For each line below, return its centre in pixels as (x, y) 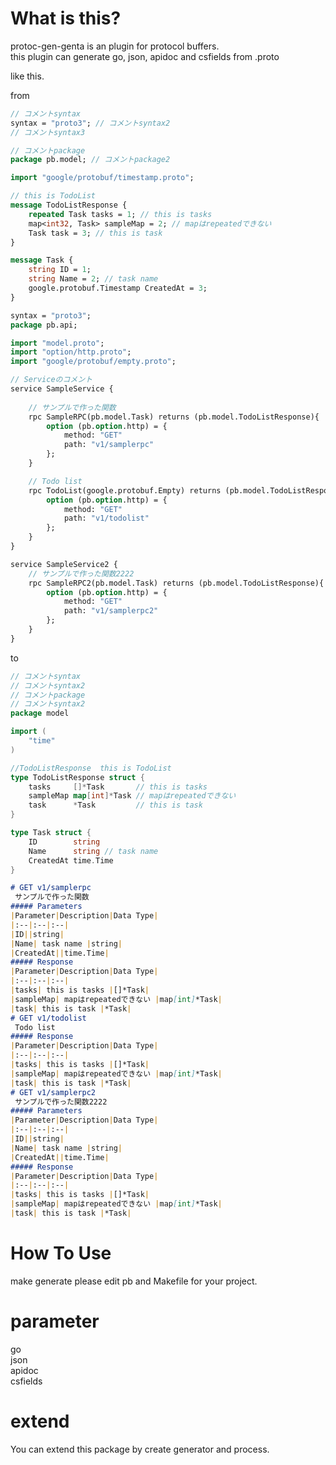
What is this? (66, 18)
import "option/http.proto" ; (71, 352)
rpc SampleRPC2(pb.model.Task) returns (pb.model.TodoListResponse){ (176, 583)
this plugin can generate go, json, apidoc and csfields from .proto (145, 56)
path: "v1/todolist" (106, 518)
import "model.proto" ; (57, 343)
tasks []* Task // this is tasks (118, 787)
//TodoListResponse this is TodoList (91, 768)
